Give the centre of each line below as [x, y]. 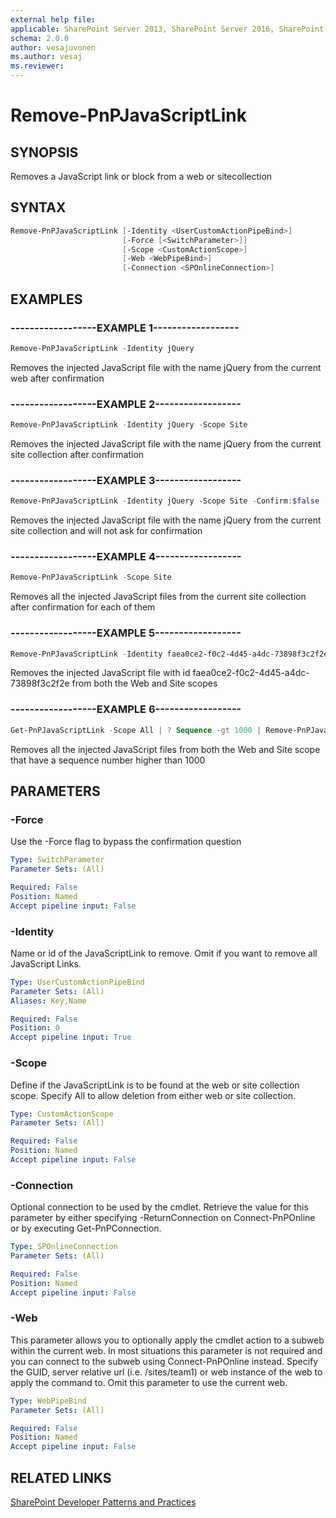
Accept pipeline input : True [71, 1037]
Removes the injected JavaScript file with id [100, 673]
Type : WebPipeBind [48, 1401]
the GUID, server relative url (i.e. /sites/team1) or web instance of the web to [166, 1372]
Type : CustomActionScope [62, 1114]
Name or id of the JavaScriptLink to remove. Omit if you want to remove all [164, 953]
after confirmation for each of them [83, 607]
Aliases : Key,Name [48, 1001]
